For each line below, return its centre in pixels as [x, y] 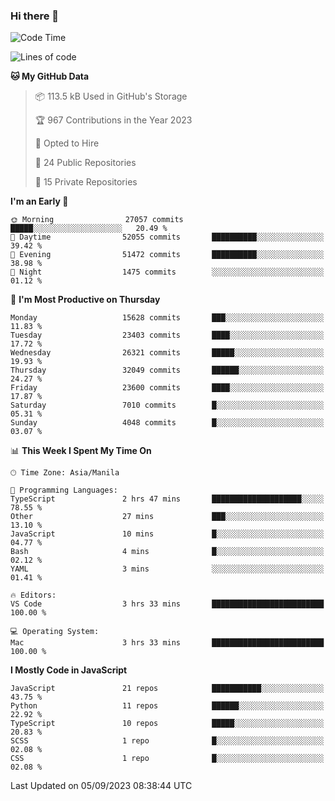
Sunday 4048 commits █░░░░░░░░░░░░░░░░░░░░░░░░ [167, 423]
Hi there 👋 [35, 16]
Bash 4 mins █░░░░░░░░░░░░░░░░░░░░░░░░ [167, 552]
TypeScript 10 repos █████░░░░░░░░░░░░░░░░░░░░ [167, 724]
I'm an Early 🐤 [39, 201]
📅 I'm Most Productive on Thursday [85, 300]
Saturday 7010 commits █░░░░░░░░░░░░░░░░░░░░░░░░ [167, 405]
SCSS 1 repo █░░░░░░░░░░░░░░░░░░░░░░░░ [167, 741]
